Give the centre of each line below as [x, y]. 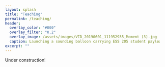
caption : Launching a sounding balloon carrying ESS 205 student [78, 42]
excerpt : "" [17, 46]
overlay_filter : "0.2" [33, 32]
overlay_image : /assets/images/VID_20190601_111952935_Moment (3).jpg [83, 37]
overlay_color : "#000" [33, 28]
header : [13, 23]
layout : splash [21, 10]
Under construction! [25, 60]
